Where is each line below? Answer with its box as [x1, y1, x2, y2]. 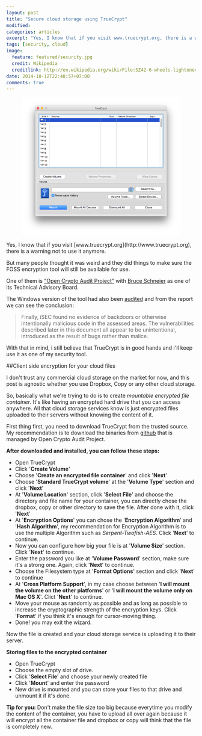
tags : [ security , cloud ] [6, 42, 69, 48]
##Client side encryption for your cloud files [6, 362, 116, 370]
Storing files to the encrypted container [6, 648, 107, 655]
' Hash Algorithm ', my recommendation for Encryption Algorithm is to [14, 522, 186, 530]
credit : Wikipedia [11, 60, 58, 66]
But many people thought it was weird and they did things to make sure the [6, 259, 192, 266]
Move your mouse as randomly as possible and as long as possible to [14, 599, 188, 607]
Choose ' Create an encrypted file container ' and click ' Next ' [14, 471, 167, 478]
